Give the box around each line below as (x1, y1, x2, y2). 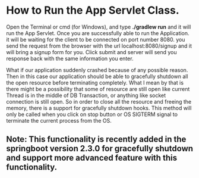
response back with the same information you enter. (6, 55, 134, 62)
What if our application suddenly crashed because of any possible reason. (6, 66, 188, 73)
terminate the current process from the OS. (6, 117, 112, 124)
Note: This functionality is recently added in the (6, 135, 187, 145)
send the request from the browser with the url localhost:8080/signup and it (6, 42, 192, 49)
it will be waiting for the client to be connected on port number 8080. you (6, 36, 185, 43)
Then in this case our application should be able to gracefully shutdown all (6, 73, 188, 80)
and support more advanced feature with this (6, 153, 177, 163)
